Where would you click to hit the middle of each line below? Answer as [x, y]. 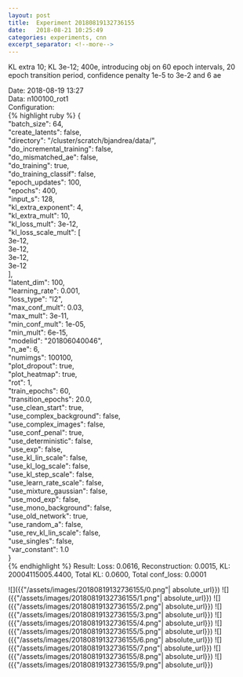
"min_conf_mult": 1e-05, [47, 324]
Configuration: [31, 108]
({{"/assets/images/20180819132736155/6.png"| [86, 640]
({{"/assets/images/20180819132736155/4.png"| [86, 623]
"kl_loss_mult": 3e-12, [43, 224]
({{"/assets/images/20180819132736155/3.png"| [86, 615]
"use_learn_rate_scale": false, [56, 483]
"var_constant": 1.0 [38, 550]
